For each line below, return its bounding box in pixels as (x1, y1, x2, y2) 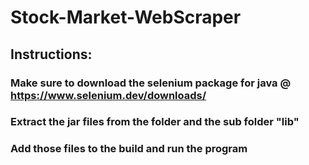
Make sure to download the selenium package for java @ (10, 76, 292, 90)
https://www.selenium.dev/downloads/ (10, 88, 207, 102)
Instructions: (10, 46, 93, 63)
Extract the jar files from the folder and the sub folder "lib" (10, 115, 300, 129)
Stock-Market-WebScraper (10, 6, 242, 29)
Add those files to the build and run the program (10, 142, 248, 156)
